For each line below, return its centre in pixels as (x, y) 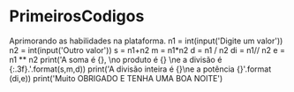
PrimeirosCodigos (77, 16)
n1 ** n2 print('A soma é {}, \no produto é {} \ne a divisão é (116, 59)
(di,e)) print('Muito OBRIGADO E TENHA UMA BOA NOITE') (116, 78)
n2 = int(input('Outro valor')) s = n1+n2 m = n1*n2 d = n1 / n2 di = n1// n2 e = (147, 50)
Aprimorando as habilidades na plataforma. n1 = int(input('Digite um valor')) (146, 41)
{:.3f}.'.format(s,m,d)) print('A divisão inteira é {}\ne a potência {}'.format (140, 69)
